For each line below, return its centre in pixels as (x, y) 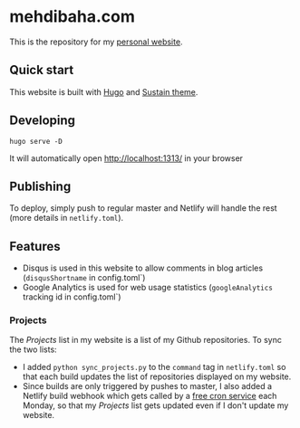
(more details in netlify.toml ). (67, 218)
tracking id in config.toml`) (72, 297)
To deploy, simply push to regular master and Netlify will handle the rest (144, 208)
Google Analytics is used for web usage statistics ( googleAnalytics (148, 288)
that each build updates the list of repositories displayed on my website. (157, 376)
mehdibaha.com (73, 17)
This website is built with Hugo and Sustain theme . (104, 91)
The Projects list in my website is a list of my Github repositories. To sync (146, 340)
